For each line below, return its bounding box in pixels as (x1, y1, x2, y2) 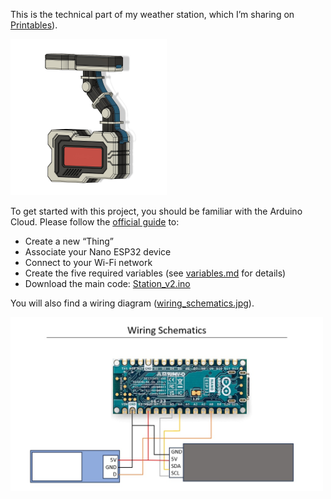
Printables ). (10, 19, 58, 31)
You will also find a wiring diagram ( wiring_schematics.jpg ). (10, 297, 255, 309)
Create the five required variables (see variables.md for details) (24, 267, 287, 279)
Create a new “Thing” (24, 235, 115, 247)
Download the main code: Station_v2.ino (24, 278, 191, 289)
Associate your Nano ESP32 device (24, 246, 172, 258)
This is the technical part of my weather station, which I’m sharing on (10, 9, 295, 20)
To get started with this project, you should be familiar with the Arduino (10, 205, 303, 217)
